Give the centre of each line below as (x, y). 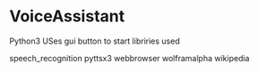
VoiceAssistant (67, 16)
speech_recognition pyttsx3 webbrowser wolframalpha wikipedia (129, 58)
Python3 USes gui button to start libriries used (95, 41)
